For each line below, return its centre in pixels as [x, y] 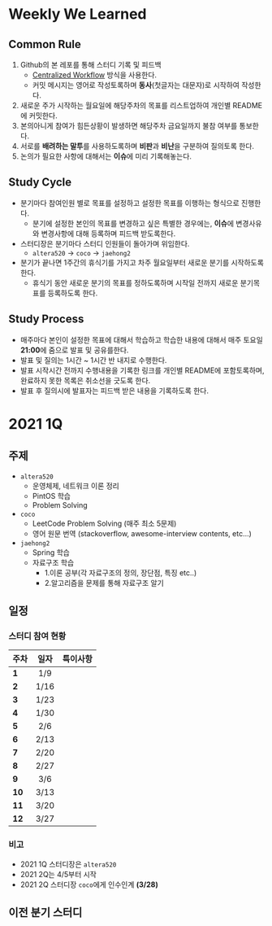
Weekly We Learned [78, 14]
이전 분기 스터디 [45, 913]
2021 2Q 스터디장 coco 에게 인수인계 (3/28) [89, 885]
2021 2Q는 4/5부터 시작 [58, 874]
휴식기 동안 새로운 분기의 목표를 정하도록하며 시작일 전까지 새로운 [135, 282]
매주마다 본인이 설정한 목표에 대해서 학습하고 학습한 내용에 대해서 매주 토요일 [142, 339]
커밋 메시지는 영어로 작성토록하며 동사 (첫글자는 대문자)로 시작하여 [136, 85]
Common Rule [45, 44]
